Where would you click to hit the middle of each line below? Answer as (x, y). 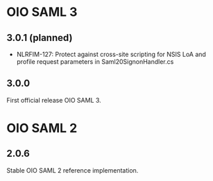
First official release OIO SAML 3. (54, 100)
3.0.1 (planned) (40, 38)
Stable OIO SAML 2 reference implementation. (73, 170)
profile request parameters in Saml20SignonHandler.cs (95, 62)
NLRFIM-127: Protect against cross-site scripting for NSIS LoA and (111, 54)
